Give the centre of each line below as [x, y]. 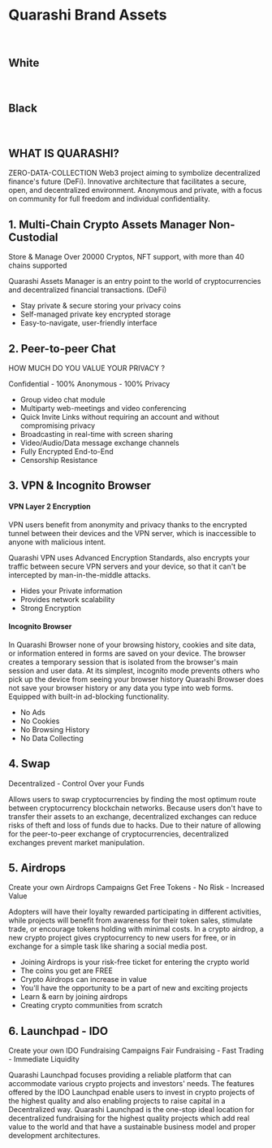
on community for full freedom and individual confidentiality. [109, 199]
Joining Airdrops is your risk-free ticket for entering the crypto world [135, 962]
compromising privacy [58, 426]
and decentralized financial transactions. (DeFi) [88, 290]
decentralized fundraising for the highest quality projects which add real [129, 1118]
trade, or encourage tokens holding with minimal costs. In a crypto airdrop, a [136, 929]
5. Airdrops [37, 868]
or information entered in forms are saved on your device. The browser [127, 653]
